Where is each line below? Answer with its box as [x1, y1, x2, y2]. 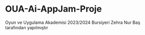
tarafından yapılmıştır [5, 24, 48, 30]
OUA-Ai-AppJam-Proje [5, 3, 102, 15]
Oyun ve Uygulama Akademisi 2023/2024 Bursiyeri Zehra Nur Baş [5, 19, 141, 25]
